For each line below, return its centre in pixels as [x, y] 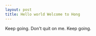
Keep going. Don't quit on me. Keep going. [48, 28]
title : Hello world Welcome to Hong [43, 14]
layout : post [18, 10]
